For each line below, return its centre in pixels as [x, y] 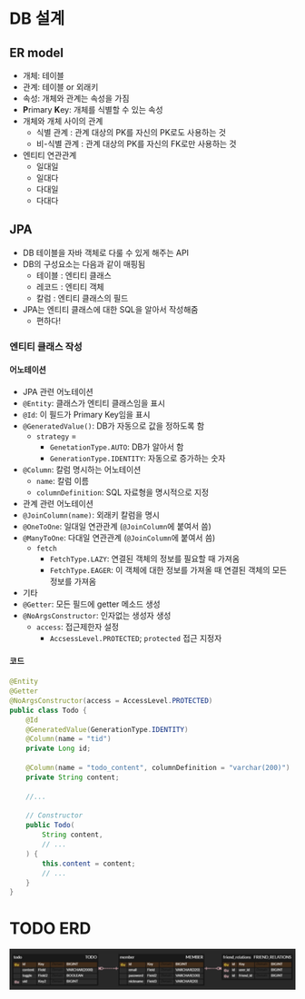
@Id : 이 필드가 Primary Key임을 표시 [86, 414]
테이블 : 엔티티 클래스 [74, 275]
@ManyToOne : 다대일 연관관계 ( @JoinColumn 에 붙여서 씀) [119, 538]
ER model [37, 52]
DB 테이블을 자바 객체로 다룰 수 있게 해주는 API [105, 252]
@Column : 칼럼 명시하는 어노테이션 [82, 470]
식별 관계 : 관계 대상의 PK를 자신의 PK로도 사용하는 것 [131, 132]
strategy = [56, 436]
